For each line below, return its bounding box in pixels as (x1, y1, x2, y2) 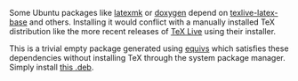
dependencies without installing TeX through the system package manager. (9, 53, 286, 63)
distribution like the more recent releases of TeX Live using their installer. (9, 26, 277, 36)
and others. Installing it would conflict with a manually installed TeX (29, 17, 276, 27)
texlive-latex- (230, 8, 278, 18)
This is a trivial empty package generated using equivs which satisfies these (9, 43, 289, 54)
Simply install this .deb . (9, 62, 94, 72)
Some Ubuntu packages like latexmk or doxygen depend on (9, 8, 229, 18)
